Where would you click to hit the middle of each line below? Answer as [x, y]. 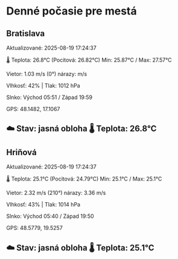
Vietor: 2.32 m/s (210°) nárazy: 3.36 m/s [56, 193]
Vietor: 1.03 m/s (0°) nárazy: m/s [47, 74]
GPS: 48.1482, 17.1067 [33, 109]
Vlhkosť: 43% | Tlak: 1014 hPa [43, 205]
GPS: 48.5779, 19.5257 [35, 228]
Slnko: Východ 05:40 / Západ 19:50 [50, 216]
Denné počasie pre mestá [72, 11]
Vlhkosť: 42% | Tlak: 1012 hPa [43, 85]
